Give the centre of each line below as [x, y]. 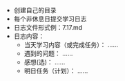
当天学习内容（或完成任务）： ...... [71, 45]
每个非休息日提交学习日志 [50, 19]
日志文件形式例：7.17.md [48, 27]
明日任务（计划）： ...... [56, 71]
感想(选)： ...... [45, 62]
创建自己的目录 [35, 10]
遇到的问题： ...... [48, 53]
